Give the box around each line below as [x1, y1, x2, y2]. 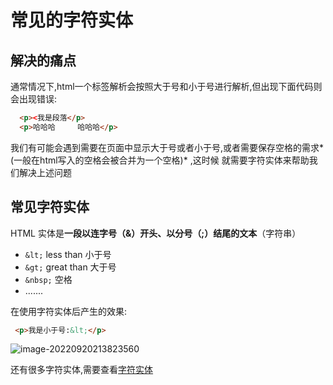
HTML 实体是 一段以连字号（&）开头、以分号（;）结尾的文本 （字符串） [10, 227, 302, 239]
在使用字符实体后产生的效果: [10, 305, 128, 317]
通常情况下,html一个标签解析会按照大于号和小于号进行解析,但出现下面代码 [10, 81, 314, 92]
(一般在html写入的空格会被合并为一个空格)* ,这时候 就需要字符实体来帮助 [10, 154, 310, 166]
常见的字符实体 [10, 9, 134, 32]
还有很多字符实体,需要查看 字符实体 [10, 364, 154, 376]
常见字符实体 [10, 199, 90, 216]
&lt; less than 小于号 [24, 248, 112, 260]
